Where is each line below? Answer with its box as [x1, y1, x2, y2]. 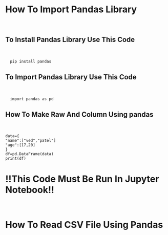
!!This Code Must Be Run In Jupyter [5, 173, 159, 185]
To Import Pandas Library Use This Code [5, 73, 137, 81]
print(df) [5, 156, 27, 161]
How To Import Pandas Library [5, 4, 137, 15]
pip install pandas [10, 59, 52, 64]
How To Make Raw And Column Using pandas [5, 110, 154, 119]
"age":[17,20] [5, 142, 36, 148]
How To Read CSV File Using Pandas [5, 219, 163, 230]
